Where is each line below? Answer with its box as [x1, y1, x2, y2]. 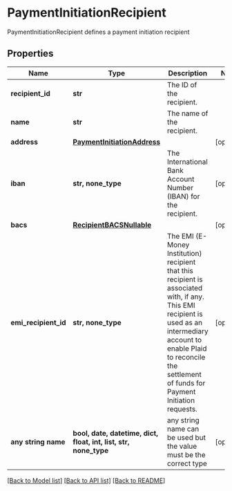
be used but [166, 432, 206, 442]
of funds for [166, 378, 206, 388]
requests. [166, 404, 198, 414]
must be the [166, 450, 206, 459]
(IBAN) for [166, 192, 200, 201]
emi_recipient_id [10, 317, 67, 327]
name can [166, 424, 200, 434]
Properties [7, 48, 54, 59]
